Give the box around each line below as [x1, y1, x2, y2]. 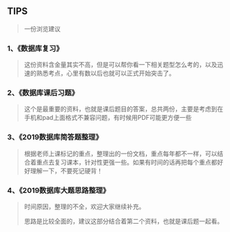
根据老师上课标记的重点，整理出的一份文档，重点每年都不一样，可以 [23, 149, 218, 158]
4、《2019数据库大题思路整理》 [7, 185, 110, 195]
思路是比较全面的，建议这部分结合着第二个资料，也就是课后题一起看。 [23, 217, 224, 225]
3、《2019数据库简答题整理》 [7, 132, 103, 142]
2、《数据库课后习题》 [7, 88, 79, 98]
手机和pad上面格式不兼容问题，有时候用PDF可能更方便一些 [23, 114, 192, 122]
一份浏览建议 [23, 24, 61, 33]
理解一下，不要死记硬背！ [30, 167, 103, 175]
